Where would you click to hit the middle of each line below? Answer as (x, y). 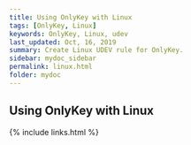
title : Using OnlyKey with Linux (71, 17)
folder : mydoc (35, 75)
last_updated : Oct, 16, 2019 (63, 42)
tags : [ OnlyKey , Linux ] (53, 26)
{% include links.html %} (54, 132)
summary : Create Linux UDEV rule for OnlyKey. (96, 50)
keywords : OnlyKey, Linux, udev (69, 34)
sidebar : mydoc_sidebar (53, 58)
